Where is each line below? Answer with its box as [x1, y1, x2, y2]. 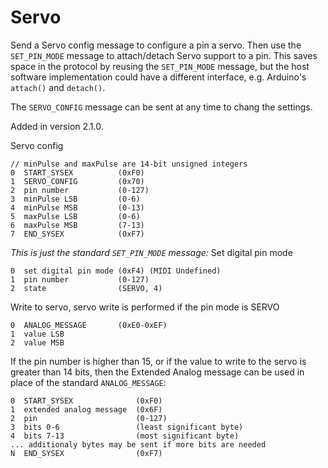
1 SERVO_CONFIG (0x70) [10, 176, 145, 186]
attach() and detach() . [10, 81, 106, 93]
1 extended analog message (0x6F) [10, 404, 163, 415]
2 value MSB [10, 337, 65, 348]
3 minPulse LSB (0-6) [10, 194, 141, 204]
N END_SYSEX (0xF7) [10, 448, 163, 458]
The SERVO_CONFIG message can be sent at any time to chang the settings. [10, 101, 313, 113]
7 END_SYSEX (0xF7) [10, 229, 145, 239]
